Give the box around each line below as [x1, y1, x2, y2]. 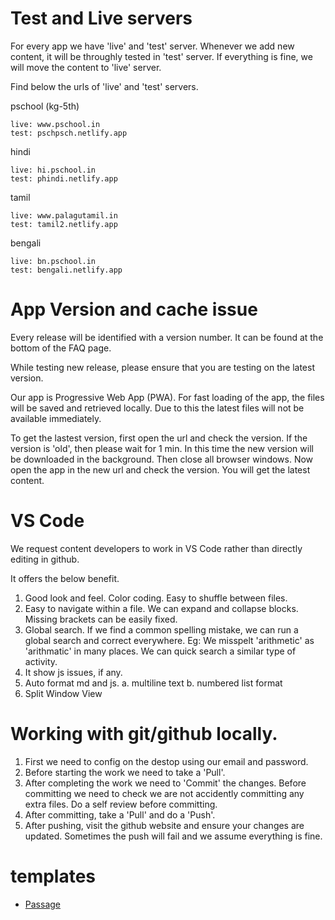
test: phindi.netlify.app [10, 173, 118, 184]
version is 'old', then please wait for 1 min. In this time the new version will [10, 442, 314, 454]
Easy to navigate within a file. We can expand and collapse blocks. [24, 602, 299, 614]
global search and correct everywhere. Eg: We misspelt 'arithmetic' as [24, 634, 315, 646]
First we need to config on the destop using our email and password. [24, 755, 309, 767]
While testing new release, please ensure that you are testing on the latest [10, 361, 316, 373]
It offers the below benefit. [10, 572, 120, 584]
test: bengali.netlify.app [10, 265, 123, 275]
